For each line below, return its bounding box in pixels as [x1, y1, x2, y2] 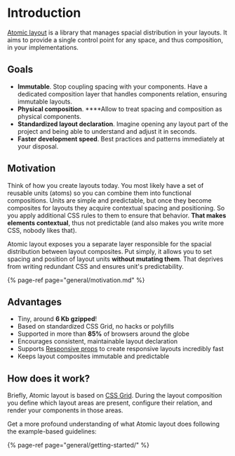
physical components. [17, 112, 82, 120]
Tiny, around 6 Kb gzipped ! [17, 315, 97, 323]
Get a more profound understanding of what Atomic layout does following [7, 420, 220, 429]
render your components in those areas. [7, 406, 123, 414]
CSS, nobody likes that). [7, 226, 77, 234]
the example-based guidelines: [7, 427, 97, 436]
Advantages [7, 296, 62, 308]
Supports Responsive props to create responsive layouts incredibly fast [17, 345, 224, 353]
